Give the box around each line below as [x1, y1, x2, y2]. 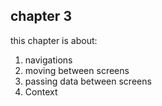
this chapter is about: [10, 34, 98, 46]
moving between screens [24, 64, 130, 76]
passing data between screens [24, 75, 152, 87]
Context [24, 85, 58, 98]
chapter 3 [10, 8, 72, 25]
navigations [24, 54, 73, 66]
